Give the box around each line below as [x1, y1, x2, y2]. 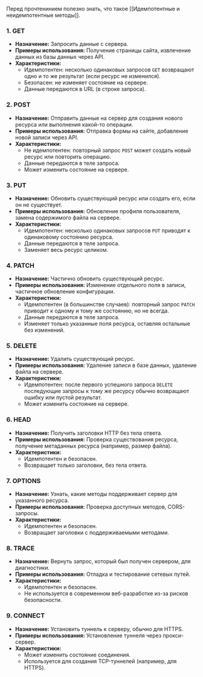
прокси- [163, 632, 184, 639]
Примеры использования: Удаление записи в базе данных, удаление [14, 362, 197, 369]
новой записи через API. [14, 133, 79, 141]
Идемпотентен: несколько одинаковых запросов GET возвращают [24, 66, 195, 73]
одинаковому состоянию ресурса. [24, 233, 114, 240]
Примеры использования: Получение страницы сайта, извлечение [14, 47, 192, 54]
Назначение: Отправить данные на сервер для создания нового [14, 114, 183, 122]
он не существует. [14, 201, 63, 208]
